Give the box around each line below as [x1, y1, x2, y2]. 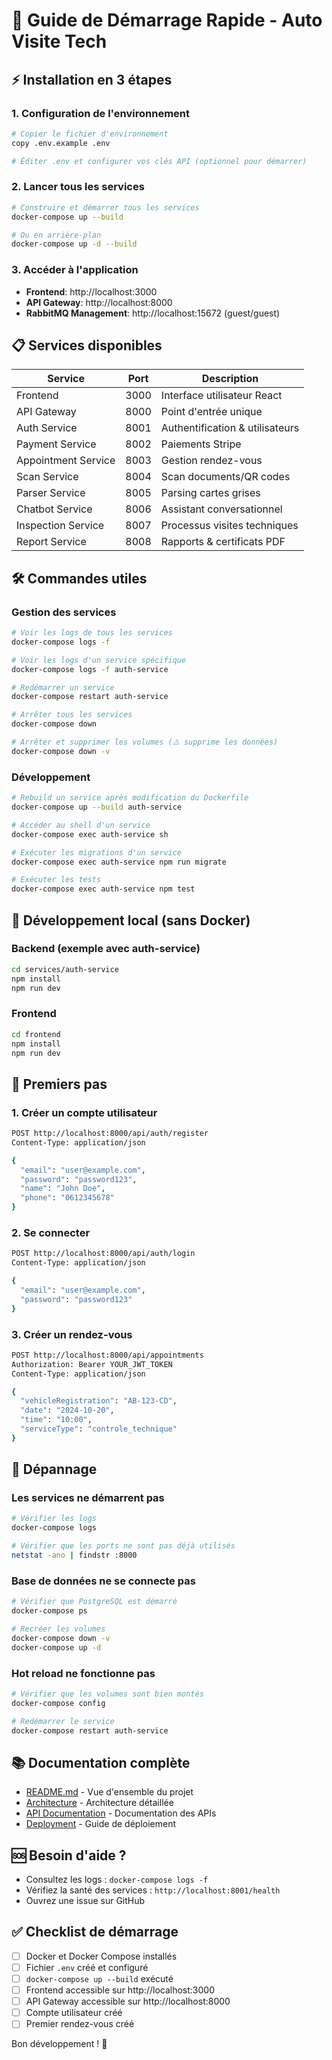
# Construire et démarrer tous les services [11, 202, 200, 213]
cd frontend [11, 1029, 61, 1039]
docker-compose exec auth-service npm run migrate [11, 857, 227, 867]
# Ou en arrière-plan [11, 230, 102, 240]
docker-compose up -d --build [11, 239, 138, 249]
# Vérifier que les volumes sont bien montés [11, 1689, 204, 1699]
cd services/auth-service [11, 964, 119, 974]
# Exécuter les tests [11, 875, 102, 885]
